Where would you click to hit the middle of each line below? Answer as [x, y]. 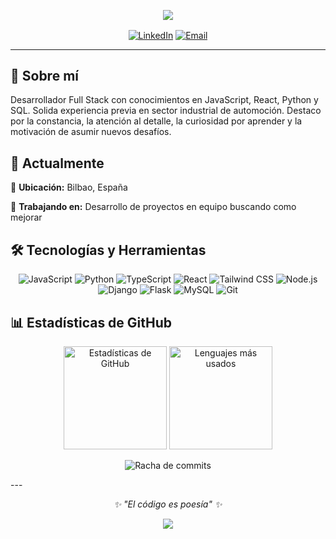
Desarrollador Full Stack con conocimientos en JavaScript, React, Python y [164, 100]
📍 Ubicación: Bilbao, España [69, 187]
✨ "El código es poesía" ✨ [168, 504]
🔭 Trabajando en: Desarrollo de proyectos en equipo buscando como [153, 207]
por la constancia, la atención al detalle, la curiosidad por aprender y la [156, 121]
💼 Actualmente [57, 163]
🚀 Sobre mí [44, 76]
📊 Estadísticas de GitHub [91, 322]
